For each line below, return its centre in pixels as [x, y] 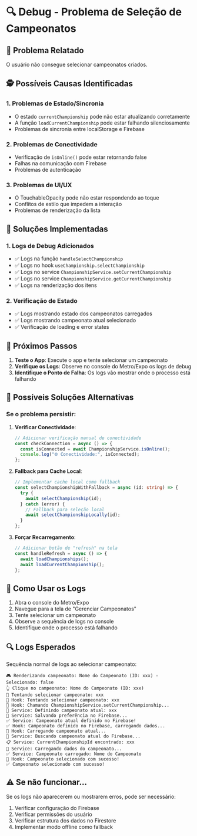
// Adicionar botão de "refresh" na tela [66, 548]
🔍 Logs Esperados [41, 647]
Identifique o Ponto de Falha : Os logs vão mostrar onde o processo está [103, 373]
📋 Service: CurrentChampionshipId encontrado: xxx [70, 742]
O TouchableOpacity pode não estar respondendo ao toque [87, 198]
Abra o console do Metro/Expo [52, 603]
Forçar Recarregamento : [45, 537]
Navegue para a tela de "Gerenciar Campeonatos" [76, 609]
